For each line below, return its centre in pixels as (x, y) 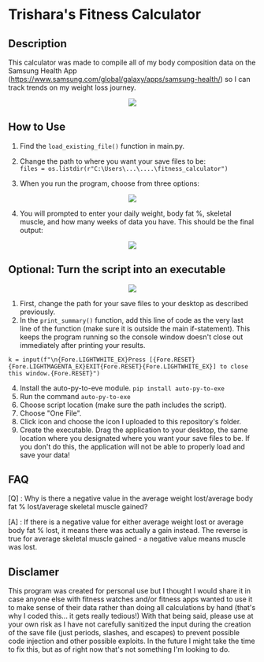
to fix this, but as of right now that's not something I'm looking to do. (119, 649)
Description (37, 44)
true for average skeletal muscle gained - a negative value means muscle (127, 539)
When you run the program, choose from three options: (109, 183)
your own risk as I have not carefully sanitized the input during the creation (130, 624)
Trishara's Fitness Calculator (105, 15)
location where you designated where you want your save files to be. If (135, 438)
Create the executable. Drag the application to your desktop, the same (134, 430)
